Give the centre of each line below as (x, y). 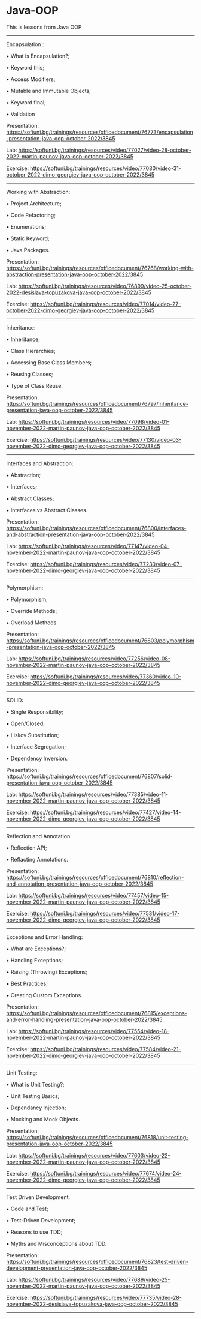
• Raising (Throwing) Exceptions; (47, 972)
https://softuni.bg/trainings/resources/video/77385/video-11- (93, 794)
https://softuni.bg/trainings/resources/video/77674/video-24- (106, 1173)
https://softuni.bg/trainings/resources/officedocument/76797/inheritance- (97, 403)
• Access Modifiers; (31, 79)
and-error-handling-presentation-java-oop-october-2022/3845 (84, 1019)
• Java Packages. (28, 250)
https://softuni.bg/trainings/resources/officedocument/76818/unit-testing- (98, 1137)
